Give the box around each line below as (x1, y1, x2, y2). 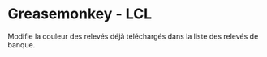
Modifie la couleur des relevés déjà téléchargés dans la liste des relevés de (7, 31, 259, 41)
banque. (7, 39, 36, 49)
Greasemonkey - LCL (7, 5, 153, 23)
